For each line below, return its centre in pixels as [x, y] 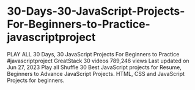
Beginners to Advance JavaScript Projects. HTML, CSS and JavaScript [96, 73]
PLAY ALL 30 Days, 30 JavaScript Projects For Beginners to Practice [93, 54]
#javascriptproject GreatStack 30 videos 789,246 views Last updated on [98, 61]
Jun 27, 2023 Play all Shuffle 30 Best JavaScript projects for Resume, [94, 67]
